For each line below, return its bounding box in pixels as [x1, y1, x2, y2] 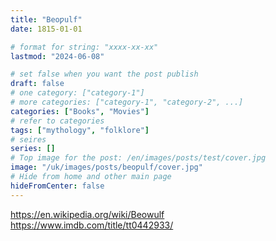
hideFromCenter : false [10, 181, 105, 191]
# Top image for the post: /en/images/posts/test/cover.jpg [10, 153, 267, 163]
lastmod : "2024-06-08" [10, 51, 105, 61]
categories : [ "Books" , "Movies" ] [10, 106, 150, 116]
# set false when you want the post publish [10, 69, 199, 80]
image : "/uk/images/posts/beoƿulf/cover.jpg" [10, 162, 203, 173]
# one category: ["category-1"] [10, 88, 145, 98]
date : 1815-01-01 [10, 24, 83, 34]
